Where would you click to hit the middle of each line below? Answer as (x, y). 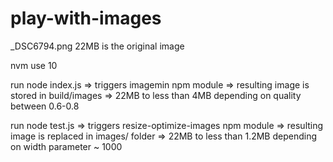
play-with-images (86, 18)
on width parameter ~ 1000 (66, 146)
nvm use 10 (34, 65)
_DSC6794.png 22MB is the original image (97, 46)
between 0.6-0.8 (45, 106)
